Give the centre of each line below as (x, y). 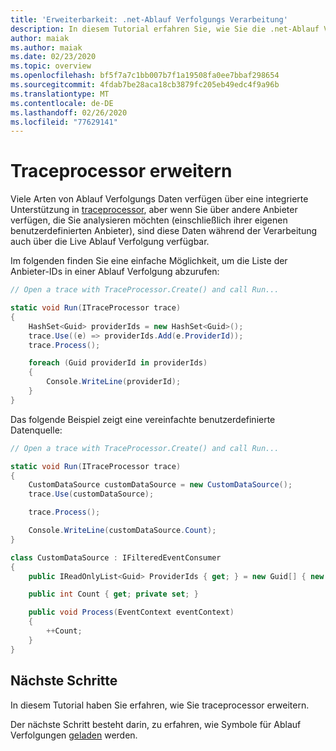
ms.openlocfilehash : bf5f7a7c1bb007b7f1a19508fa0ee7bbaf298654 (145, 76)
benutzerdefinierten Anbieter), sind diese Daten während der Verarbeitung (164, 231)
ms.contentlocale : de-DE (62, 103)
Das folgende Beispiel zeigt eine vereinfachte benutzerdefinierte (143, 419)
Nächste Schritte (64, 681)
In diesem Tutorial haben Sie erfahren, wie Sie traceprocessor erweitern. (160, 705)
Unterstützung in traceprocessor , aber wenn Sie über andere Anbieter (154, 210)
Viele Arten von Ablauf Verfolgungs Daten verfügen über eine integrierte (159, 199)
